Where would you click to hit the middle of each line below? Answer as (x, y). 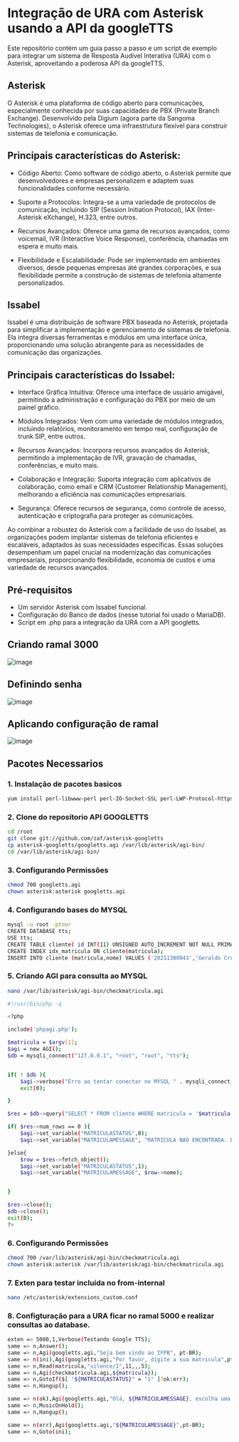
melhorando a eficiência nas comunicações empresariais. (102, 495)
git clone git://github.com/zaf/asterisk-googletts (85, 839)
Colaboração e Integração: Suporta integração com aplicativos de (114, 479)
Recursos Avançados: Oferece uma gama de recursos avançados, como (123, 231)
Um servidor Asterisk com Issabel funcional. (83, 607)
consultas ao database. (49, 1324)
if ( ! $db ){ (27, 1075)
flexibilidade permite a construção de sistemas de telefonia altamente (119, 275)
